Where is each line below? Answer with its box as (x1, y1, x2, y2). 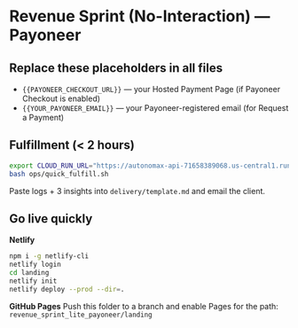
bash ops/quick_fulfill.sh (9, 169, 109, 178)
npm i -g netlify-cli (9, 252, 90, 261)
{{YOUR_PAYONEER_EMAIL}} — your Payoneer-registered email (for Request (21, 103, 289, 113)
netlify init (9, 277, 58, 285)
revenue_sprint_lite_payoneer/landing (9, 310, 153, 319)
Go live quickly (9, 211, 93, 226)
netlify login (9, 260, 62, 269)
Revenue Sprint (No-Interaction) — (9, 6, 271, 27)
